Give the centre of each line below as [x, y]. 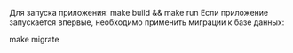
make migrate [34, 39]
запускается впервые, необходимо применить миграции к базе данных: [147, 22]
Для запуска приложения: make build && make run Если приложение [139, 13]
